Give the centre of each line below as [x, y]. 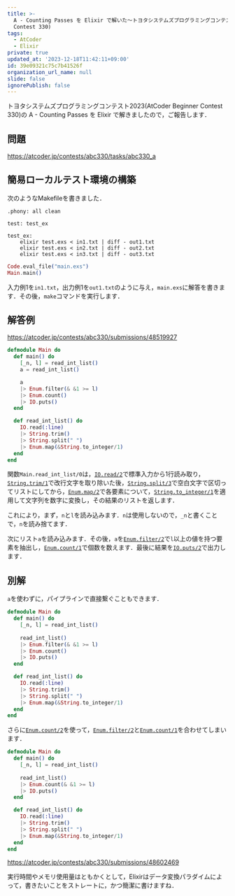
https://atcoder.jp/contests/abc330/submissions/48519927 [92, 337]
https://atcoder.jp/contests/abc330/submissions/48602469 [93, 862]
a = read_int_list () [50, 370]
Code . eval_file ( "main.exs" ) [48, 266]
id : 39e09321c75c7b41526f [45, 66]
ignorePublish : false [39, 85]
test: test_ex [28, 223]
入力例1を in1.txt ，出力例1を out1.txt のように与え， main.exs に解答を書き [113, 287]
